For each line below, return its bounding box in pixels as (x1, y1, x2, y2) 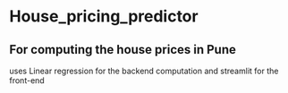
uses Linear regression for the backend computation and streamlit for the (9, 65, 279, 76)
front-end (9, 75, 45, 86)
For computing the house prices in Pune (9, 42, 237, 57)
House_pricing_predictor (9, 6, 199, 27)
